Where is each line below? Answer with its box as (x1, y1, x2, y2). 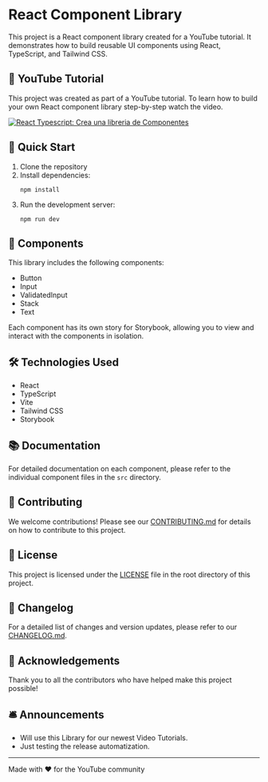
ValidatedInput (19, 290, 68, 300)
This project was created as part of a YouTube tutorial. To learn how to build (8, 93, 258, 103)
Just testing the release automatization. (19, 741, 150, 752)
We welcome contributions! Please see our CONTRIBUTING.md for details (8, 517, 251, 526)
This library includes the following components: (8, 258, 165, 268)
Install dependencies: (19, 170, 91, 180)
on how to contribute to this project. (8, 525, 126, 534)
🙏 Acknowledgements (8, 653, 120, 668)
